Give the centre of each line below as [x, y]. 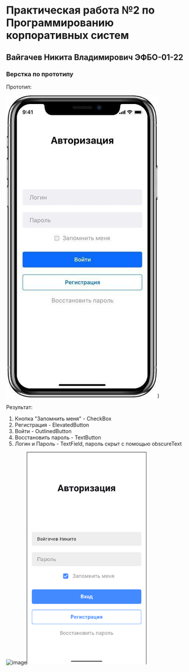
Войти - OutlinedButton [43, 431]
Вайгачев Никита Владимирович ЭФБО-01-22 [95, 57]
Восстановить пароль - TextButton [58, 437]
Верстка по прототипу [40, 74]
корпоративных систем [68, 35]
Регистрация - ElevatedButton [52, 425]
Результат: [19, 407]
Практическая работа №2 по [80, 10]
